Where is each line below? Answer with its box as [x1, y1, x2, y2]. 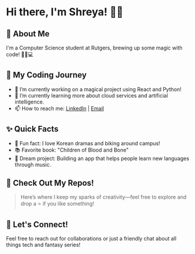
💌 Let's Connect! [6, 219, 69, 229]
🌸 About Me [6, 29, 50, 39]
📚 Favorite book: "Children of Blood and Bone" [14, 146, 129, 153]
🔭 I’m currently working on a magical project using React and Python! [14, 85, 182, 93]
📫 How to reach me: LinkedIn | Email [14, 105, 104, 112]
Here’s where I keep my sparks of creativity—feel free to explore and [20, 193, 187, 200]
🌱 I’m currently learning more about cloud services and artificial [14, 92, 168, 99]
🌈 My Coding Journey [6, 70, 87, 80]
